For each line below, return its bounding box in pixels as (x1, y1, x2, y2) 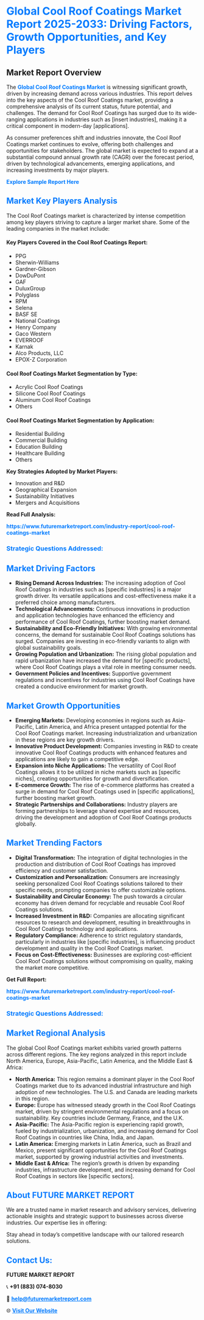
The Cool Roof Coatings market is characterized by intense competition (6, 212, 186, 219)
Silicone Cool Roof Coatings (15, 390, 86, 397)
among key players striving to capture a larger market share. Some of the (6, 218, 190, 226)
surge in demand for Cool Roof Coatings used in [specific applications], (15, 787, 195, 795)
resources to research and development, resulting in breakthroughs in (15, 918, 191, 926)
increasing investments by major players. (6, 166, 110, 174)
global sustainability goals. (15, 644, 82, 651)
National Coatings (15, 317, 60, 325)
